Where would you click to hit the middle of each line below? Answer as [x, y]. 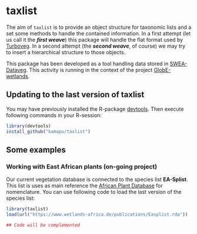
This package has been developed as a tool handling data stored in [87, 64]
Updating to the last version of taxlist [75, 95]
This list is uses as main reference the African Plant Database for [84, 186]
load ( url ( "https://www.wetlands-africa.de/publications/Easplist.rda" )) [97, 215]
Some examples [36, 149]
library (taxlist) [27, 209]
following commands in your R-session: [54, 115]
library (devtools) [29, 126]
